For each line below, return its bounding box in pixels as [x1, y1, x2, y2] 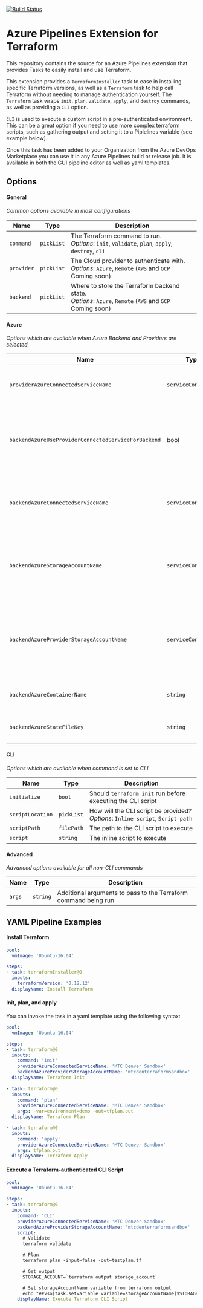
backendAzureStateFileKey [9, 723, 84, 730]
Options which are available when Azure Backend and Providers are [6, 334, 177, 342]
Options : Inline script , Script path [89, 814, 193, 822]
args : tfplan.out [17, 1147, 61, 1153]
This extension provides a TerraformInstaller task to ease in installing [6, 77, 182, 85]
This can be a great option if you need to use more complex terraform [6, 122, 180, 129]
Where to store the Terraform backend [70, 281, 180, 290]
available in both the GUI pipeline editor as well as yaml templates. [6, 159, 171, 166]
